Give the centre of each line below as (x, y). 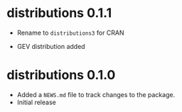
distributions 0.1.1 (59, 13)
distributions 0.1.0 (61, 75)
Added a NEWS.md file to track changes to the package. (96, 94)
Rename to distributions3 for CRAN (71, 33)
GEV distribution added (51, 46)
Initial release (36, 102)
